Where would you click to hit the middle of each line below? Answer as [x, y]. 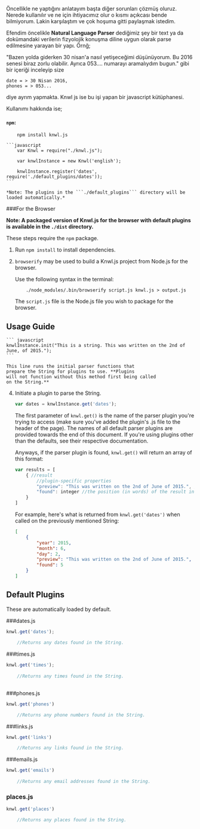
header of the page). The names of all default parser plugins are [94, 428]
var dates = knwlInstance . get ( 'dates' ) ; [66, 404]
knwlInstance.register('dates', [57, 172]
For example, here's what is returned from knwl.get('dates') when [97, 515]
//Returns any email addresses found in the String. [84, 782]
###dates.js [21, 621]
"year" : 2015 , [54, 543]
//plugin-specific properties [74, 481]
